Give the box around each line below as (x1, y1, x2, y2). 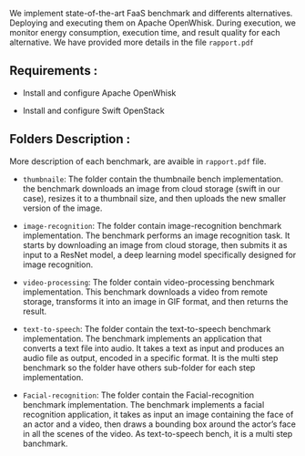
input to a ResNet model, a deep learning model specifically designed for (22, 249, 297, 260)
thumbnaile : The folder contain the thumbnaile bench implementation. (22, 173, 284, 184)
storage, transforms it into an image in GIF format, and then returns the (22, 295, 289, 306)
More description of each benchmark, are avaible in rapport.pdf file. (9, 155, 267, 167)
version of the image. (22, 202, 103, 213)
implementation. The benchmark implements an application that (22, 333, 262, 344)
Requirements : (9, 63, 98, 78)
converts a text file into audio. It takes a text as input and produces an (22, 342, 285, 354)
